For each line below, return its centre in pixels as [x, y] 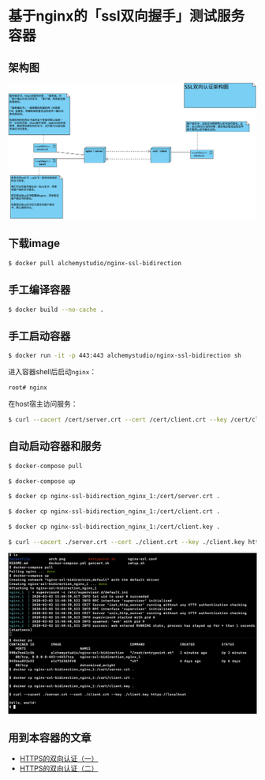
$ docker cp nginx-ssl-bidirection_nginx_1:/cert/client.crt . [114, 512]
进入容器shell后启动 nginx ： [52, 372]
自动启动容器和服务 [55, 446]
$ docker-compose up [42, 481]
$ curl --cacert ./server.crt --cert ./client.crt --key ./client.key [127, 542]
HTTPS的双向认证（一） [59, 758]
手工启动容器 [39, 336]
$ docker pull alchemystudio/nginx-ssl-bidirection [95, 263]
